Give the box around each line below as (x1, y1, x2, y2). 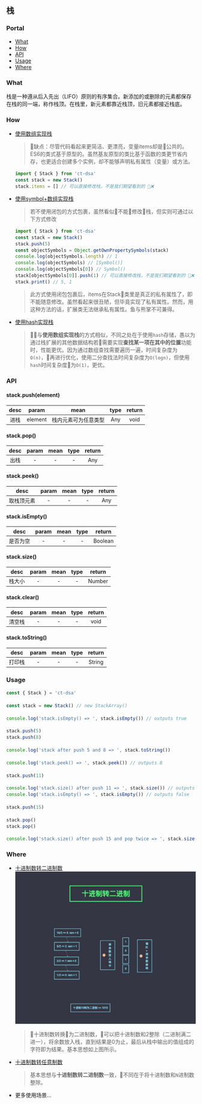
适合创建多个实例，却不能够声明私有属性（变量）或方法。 (50, 158, 194, 165)
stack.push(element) (6, 392, 60, 399)
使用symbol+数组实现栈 (14, 195, 74, 202)
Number (88, 577, 108, 585)
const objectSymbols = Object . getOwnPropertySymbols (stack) (14, 247, 169, 253)
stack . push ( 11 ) (6, 772, 44, 779)
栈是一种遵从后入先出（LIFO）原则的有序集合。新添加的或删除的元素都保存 (6, 93, 192, 100)
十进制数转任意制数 (14, 1058, 63, 1066)
